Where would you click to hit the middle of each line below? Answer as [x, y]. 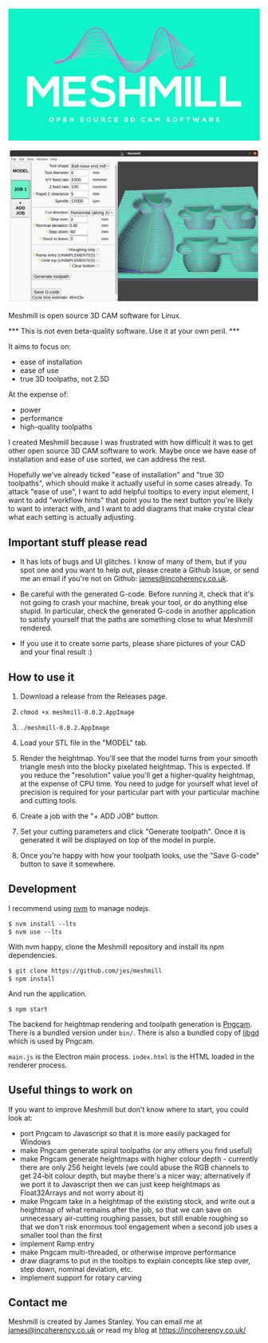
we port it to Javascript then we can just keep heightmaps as [120, 1184]
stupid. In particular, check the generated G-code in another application [138, 611]
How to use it [41, 677]
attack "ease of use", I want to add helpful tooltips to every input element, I [131, 492]
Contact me [38, 1303]
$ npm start [28, 1009]
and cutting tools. [49, 801]
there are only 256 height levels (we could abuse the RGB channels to [134, 1167]
